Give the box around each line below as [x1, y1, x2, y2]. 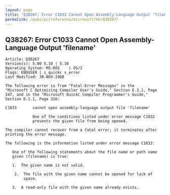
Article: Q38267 [5, 57, 39, 62]
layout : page [5, 7, 33, 13]
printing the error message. [5, 132, 67, 137]
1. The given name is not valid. [12, 163, 85, 168]
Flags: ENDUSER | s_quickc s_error [5, 70, 80, 75]
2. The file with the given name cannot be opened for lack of [14, 172, 153, 177]
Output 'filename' [38, 43, 96, 52]
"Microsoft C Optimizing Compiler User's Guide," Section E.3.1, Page [5, 88, 157, 93]
